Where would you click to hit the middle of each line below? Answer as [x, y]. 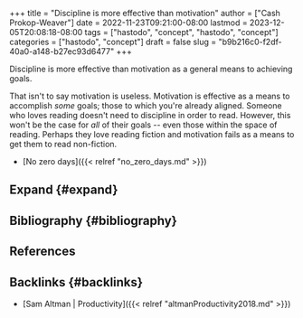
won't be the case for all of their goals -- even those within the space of [143, 125]
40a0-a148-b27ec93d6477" [62, 51]
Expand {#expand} [64, 190]
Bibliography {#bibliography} [94, 220]
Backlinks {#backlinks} [76, 282]
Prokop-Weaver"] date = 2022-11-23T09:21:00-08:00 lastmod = [128, 23]
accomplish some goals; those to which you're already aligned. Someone [146, 106]
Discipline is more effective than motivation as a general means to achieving [151, 69]
